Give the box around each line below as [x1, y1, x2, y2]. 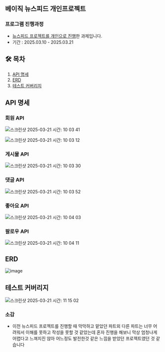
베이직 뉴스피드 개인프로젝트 [5, 4, 86, 13]
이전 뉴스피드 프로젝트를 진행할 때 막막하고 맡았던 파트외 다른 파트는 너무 [12, 323, 152, 329]
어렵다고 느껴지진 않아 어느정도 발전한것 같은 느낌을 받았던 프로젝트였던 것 [12, 336, 155, 342]
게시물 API [5, 151, 29, 158]
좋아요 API [5, 202, 29, 209]
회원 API [5, 114, 25, 121]
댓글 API [5, 176, 25, 183]
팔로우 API [5, 228, 29, 235]
